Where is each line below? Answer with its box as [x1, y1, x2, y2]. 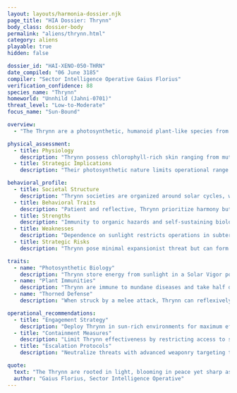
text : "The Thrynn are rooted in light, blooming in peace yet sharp [13, 368, 222, 375]
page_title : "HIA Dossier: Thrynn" [7, 17, 112, 24]
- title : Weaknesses [13, 225, 74, 233]
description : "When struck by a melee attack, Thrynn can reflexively [20, 297, 232, 304]
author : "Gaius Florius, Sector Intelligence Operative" [13, 375, 185, 382]
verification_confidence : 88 [7, 82, 93, 89]
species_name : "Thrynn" [7, 89, 78, 96]
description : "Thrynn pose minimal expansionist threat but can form [20, 245, 229, 252]
